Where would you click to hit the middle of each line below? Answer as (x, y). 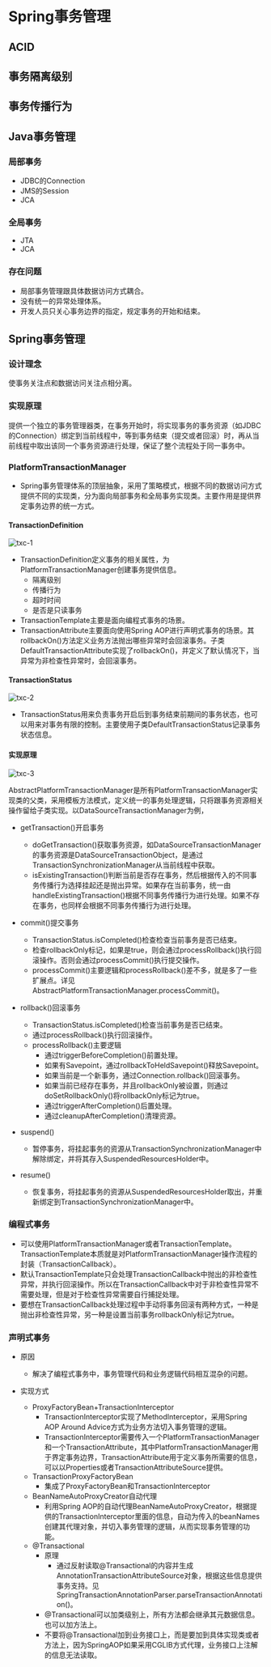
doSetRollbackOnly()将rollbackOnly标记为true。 (124, 1095)
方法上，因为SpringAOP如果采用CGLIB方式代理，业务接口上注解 (151, 1645)
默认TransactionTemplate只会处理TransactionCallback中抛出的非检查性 (138, 1274)
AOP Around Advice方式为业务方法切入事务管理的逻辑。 (138, 1427)
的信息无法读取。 (73, 1655)
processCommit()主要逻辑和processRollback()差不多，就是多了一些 (144, 970)
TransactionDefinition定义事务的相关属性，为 (95, 560)
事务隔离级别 (40, 76)
